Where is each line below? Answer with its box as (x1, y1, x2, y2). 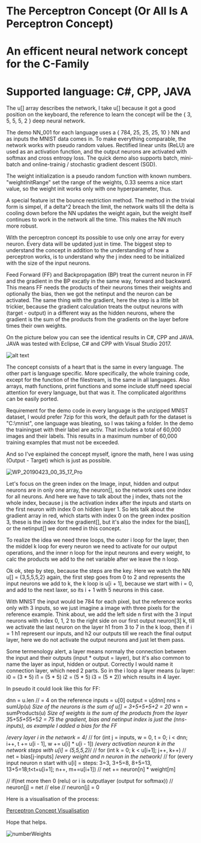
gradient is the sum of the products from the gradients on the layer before (6, 316, 189, 323)
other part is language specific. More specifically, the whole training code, (6, 370, 190, 377)
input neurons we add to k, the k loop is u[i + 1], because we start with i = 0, (6, 580, 194, 587)
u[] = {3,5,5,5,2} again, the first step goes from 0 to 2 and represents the (6, 573, 185, 581)
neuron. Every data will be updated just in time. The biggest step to (6, 240, 172, 247)
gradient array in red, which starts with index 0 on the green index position (6, 512, 191, 519)
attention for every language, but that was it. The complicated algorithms (6, 389, 187, 396)
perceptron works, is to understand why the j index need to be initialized (6, 253, 185, 261)
